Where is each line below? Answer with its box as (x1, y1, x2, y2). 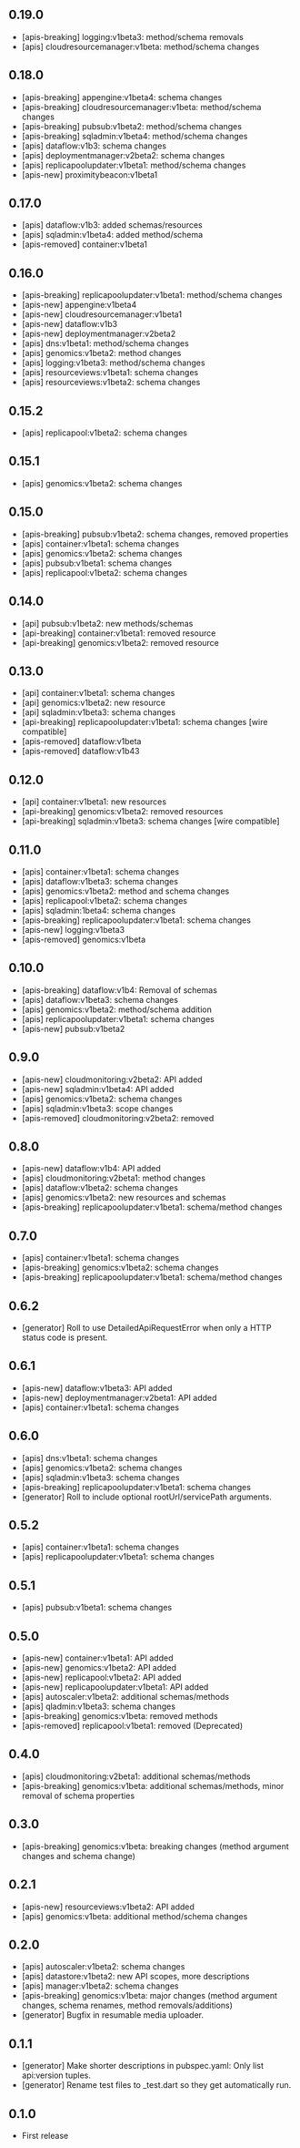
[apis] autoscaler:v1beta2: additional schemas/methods (21, 1692, 229, 1703)
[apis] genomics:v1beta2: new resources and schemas (21, 1192, 226, 1203)
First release (21, 2130, 69, 2141)
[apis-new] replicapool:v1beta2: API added (21, 1672, 182, 1683)
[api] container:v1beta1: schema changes (21, 688, 175, 699)
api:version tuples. (21, 2070, 92, 2081)
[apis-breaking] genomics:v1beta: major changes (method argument (21, 1990, 278, 2001)
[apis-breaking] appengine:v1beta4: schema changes (21, 91, 223, 103)
